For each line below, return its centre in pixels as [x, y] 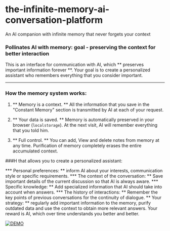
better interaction [27, 53]
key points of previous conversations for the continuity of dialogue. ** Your [83, 197]
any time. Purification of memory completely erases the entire [77, 145]
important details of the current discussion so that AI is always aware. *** [82, 181]
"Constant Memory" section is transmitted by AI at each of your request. [88, 109]
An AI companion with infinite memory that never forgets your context [78, 34]
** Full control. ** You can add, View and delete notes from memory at [86, 140]
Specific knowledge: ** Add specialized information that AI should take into [84, 186]
